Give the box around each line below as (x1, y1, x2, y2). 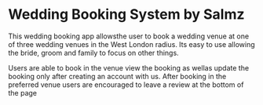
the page (8, 88, 38, 97)
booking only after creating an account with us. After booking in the (8, 71, 227, 81)
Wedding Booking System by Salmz (8, 5, 245, 24)
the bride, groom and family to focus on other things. (8, 48, 179, 57)
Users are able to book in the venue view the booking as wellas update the (8, 63, 250, 72)
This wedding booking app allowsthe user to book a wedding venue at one (8, 31, 250, 41)
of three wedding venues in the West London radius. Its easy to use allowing (8, 39, 255, 49)
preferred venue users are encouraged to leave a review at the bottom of (8, 80, 244, 89)
